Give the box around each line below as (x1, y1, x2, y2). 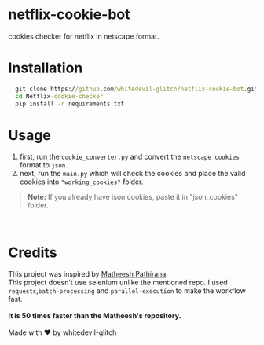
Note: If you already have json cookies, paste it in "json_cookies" (27, 193, 238, 202)
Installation (8, 59, 83, 77)
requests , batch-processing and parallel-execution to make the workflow (8, 286, 246, 295)
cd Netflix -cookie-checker (15, 92, 104, 100)
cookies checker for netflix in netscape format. (8, 31, 159, 41)
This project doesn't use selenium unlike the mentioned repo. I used (8, 277, 228, 288)
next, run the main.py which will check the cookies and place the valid (19, 169, 246, 178)
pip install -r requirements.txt (15, 100, 125, 108)
